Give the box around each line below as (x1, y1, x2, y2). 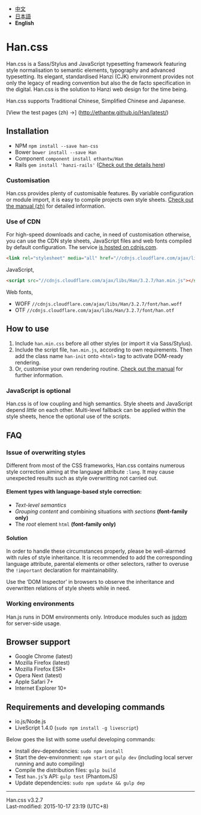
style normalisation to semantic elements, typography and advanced (6, 66, 175, 74)
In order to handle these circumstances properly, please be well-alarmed (6, 547, 186, 555)
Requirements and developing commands (6, 702, 165, 712)
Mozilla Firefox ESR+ (14, 665, 66, 672)
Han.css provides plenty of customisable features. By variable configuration (6, 190, 193, 197)
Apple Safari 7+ (14, 678, 54, 686)
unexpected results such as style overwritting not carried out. (6, 474, 159, 481)
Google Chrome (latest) (14, 653, 73, 660)
